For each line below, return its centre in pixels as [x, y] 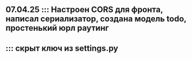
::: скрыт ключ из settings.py [62, 48]
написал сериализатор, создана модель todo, [96, 19]
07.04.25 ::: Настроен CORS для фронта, [84, 10]
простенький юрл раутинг [57, 28]
